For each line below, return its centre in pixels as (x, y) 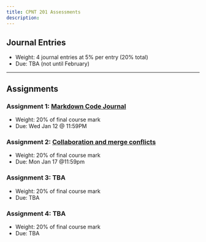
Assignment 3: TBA (36, 178)
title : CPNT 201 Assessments (44, 12)
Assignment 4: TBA (36, 213)
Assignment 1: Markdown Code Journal (67, 106)
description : (23, 18)
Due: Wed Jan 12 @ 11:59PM (51, 126)
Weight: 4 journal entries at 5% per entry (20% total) (82, 57)
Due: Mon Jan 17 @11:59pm (50, 162)
